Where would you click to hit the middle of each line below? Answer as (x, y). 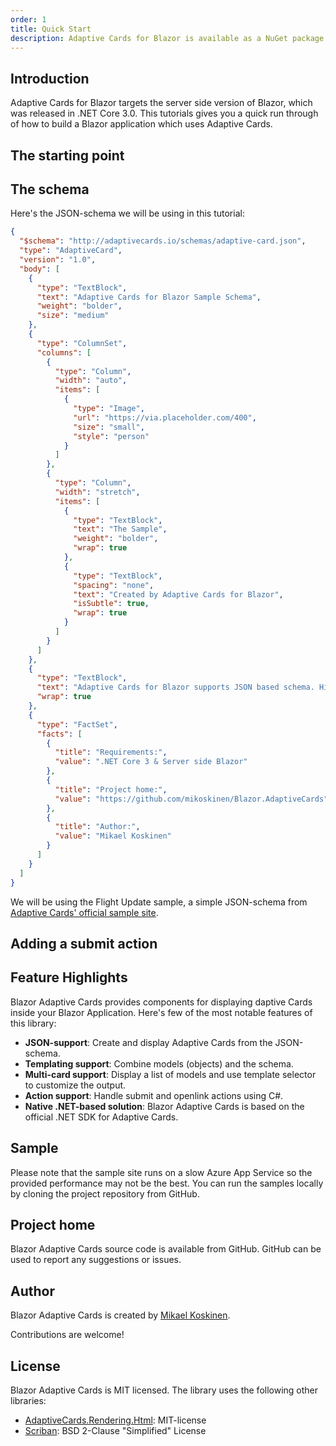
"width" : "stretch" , (97, 492)
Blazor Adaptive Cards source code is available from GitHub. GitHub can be (166, 1249)
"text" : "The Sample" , (120, 529)
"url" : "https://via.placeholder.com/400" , (165, 417)
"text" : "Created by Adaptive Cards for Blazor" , (178, 594)
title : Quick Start (51, 29)
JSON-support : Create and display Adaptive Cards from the (148, 1042)
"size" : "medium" (73, 316)
